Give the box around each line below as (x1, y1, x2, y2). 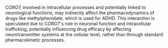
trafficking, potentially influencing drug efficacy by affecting (5, 26, 132, 32)
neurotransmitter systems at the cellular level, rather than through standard (5, 32, 163, 37)
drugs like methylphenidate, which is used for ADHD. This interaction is (5, 15, 155, 21)
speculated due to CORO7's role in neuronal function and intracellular (5, 20, 152, 27)
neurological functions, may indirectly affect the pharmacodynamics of (5, 10, 155, 16)
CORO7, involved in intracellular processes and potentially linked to (5, 5, 146, 10)
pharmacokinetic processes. (5, 37, 65, 43)
